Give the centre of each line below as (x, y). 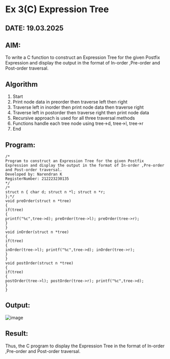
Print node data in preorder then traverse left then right (70, 102)
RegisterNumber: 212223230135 (37, 179)
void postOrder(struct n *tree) (39, 263)
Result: (17, 334)
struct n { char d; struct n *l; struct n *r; (55, 192)
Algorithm (22, 84)
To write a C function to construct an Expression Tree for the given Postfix (83, 57)
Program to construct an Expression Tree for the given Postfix (75, 161)
